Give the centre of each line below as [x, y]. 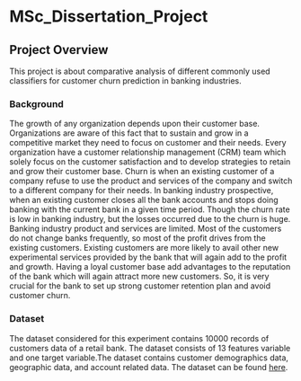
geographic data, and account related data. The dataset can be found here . [149, 367]
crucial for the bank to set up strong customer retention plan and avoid [140, 286]
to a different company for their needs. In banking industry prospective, [142, 190]
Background [37, 103]
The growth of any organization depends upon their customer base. [135, 124]
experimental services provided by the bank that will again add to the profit [148, 257]
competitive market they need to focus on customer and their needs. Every [148, 143]
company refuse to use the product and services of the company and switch [151, 181]
